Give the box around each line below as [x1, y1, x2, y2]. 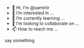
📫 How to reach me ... [11, 26, 58, 32]
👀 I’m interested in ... [11, 10, 54, 16]
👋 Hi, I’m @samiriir [11, 5, 50, 10]
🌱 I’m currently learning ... [11, 15, 65, 21]
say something [4, 38, 35, 43]
